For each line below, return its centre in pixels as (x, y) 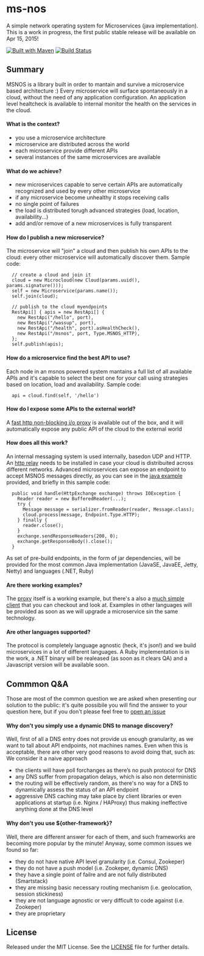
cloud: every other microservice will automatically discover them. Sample (98, 257)
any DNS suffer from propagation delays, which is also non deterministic (106, 777)
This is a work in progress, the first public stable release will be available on (101, 32)
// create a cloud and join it (51, 275)
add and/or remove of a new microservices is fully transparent (93, 224)
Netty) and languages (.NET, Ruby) (50, 571)
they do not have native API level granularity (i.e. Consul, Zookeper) (100, 862)
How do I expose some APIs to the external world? (71, 409)
